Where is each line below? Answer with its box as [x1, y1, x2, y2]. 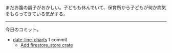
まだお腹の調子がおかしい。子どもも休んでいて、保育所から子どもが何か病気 [5, 5, 166, 10]
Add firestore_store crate [20, 42, 73, 48]
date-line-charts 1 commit [12, 37, 68, 42]
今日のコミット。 [5, 26, 41, 32]
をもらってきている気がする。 [5, 11, 68, 17]
